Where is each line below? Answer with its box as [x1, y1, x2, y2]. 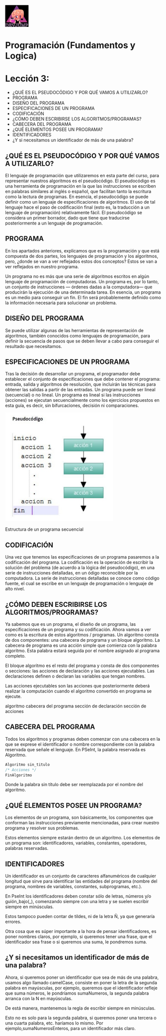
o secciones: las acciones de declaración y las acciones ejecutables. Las [5, 668, 155, 674]
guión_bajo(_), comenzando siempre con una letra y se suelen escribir [5, 899, 149, 905]
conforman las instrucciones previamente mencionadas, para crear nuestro [5, 820, 160, 826]
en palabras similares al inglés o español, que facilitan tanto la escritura [5, 188, 152, 194]
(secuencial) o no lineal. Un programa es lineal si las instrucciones [5, 392, 141, 398]
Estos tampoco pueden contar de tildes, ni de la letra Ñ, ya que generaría [5, 914, 155, 920]
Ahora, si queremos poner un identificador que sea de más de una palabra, [5, 974, 159, 980]
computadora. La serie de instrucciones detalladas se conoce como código [5, 575, 160, 581]
